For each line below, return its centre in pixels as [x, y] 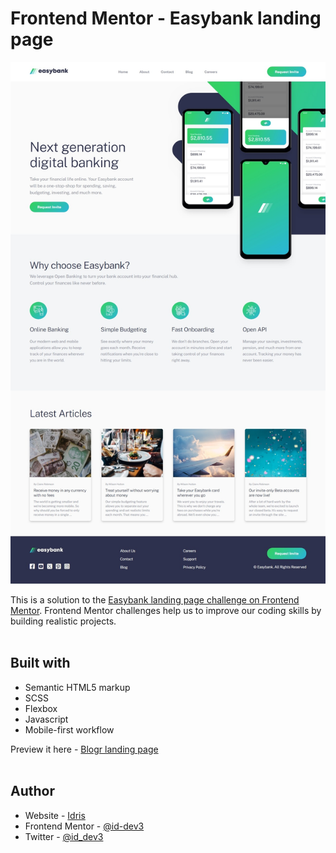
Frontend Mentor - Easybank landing [166, 18]
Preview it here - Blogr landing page [84, 749]
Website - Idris [55, 815]
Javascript [46, 719]
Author [32, 791]
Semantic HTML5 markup [77, 687]
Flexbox [41, 708]
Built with [40, 663]
